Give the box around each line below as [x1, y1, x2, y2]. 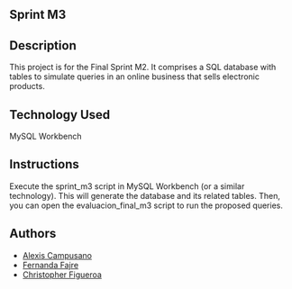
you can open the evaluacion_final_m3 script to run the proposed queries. [9, 200, 284, 211]
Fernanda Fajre [22, 259, 79, 270]
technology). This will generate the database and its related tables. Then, [9, 190, 281, 201]
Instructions [9, 157, 79, 172]
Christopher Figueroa [22, 269, 102, 280]
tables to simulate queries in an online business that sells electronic [9, 71, 260, 82]
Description [9, 38, 77, 53]
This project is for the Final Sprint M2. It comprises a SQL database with [9, 62, 277, 73]
